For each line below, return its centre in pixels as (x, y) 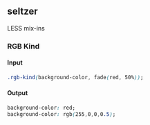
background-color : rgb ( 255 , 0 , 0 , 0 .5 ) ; (62, 114)
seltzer (22, 11)
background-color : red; (41, 108)
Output (18, 93)
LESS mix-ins (26, 28)
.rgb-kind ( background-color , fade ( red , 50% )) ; (75, 77)
